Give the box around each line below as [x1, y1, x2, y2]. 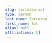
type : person [5, 12, 32, 17]
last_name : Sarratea [5, 16, 48, 21]
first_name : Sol [5, 21, 38, 26]
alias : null [5, 26, 29, 31]
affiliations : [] [5, 30, 41, 35]
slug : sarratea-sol [5, 7, 45, 12]
